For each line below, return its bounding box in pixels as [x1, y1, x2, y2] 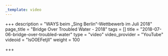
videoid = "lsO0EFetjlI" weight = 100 [5, 37, 80, 43]
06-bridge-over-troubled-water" [5, 31, 73, 37]
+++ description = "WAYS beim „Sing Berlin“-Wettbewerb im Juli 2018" [5, 21, 152, 27]
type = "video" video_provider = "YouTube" [73, 31, 163, 37]
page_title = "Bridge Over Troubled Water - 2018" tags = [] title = [5, 26, 139, 32]
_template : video [5, 7, 42, 12]
